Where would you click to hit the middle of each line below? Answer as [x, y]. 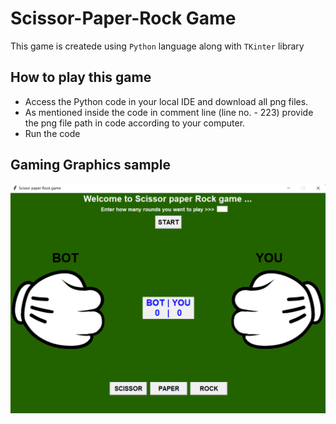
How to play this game [81, 77]
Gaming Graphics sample [90, 165]
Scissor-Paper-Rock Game [123, 18]
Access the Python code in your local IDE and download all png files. [166, 101]
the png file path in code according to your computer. [135, 123]
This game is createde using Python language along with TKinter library [157, 46]
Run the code [52, 133]
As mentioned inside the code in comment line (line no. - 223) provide [169, 112]
